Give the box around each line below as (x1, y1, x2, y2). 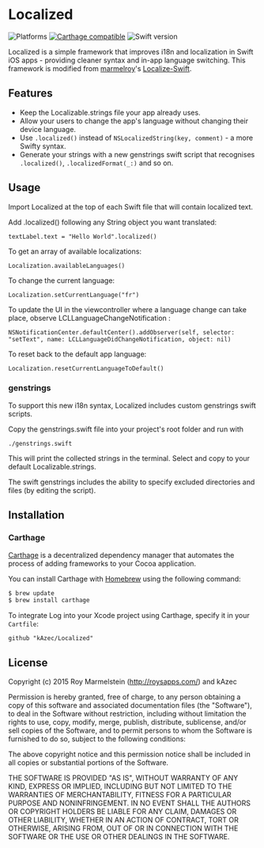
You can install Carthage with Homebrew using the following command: (8, 574, 241, 583)
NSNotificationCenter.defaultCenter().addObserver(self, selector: (8, 328, 236, 337)
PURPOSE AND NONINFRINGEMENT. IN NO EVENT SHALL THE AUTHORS (8, 798, 251, 808)
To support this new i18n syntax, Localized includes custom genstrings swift (8, 401, 257, 410)
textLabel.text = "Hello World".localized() (8, 232, 157, 240)
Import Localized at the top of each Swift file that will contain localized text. (8, 202, 254, 211)
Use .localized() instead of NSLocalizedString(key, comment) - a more (19, 133, 254, 142)
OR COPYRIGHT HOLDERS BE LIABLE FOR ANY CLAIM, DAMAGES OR (8, 807, 237, 816)
